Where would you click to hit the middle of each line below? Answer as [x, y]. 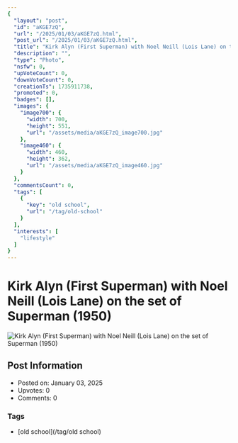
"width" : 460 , [47, 152]
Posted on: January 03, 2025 [60, 383]
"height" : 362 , [49, 159]
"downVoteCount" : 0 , [44, 80]
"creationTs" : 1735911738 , [53, 86]
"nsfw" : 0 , [30, 67]
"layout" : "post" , [41, 21]
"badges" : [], [34, 100]
